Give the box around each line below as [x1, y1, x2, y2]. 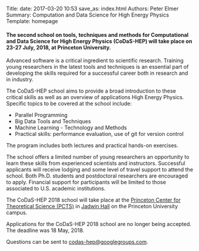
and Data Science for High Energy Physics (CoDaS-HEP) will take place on [6, 37, 192, 45]
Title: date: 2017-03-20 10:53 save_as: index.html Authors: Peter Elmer [6, 5, 179, 12]
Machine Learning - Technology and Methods [14, 124, 127, 131]
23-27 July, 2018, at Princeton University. [6, 44, 112, 51]
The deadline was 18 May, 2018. [6, 227, 84, 234]
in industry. [6, 76, 34, 83]
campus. [6, 209, 28, 216]
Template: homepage [6, 18, 58, 24]
